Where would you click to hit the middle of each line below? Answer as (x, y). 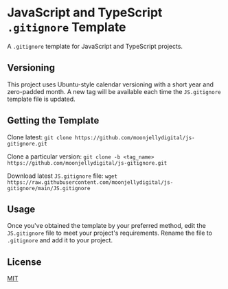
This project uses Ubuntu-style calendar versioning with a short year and (111, 84)
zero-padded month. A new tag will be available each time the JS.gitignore (114, 91)
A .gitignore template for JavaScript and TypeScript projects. (95, 46)
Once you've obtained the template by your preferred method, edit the (106, 226)
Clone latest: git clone (39, 137)
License (24, 262)
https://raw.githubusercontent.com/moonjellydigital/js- (90, 182)
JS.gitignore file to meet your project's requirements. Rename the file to (110, 233)
